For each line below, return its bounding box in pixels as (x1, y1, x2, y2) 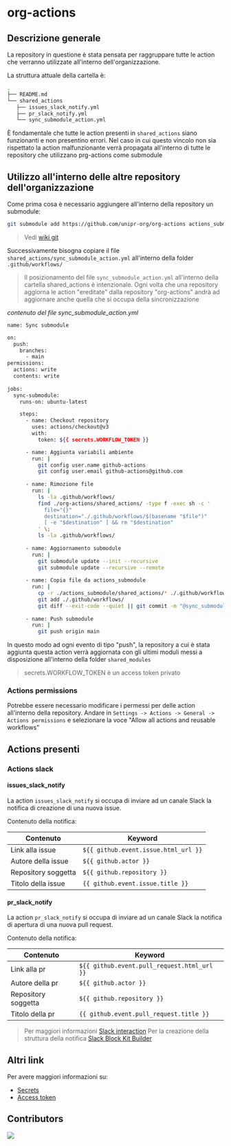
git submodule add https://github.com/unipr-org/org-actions (7, 221, 186, 228)
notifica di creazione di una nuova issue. (7, 804, 122, 812)
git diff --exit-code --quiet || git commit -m (37, 602, 177, 609)
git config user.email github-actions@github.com (37, 468, 184, 475)
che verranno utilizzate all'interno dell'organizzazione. (7, 58, 161, 66)
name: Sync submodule (7, 322, 69, 329)
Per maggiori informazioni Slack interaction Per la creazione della (23, 1027, 210, 1035)
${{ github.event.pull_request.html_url (78, 962, 213, 970)
